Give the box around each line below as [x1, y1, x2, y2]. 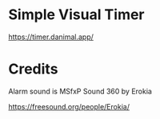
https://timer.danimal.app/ [8, 32, 94, 42]
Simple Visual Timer [8, 6, 146, 24]
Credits [8, 60, 58, 78]
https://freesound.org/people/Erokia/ [8, 101, 130, 111]
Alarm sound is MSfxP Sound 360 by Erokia [8, 86, 152, 96]
